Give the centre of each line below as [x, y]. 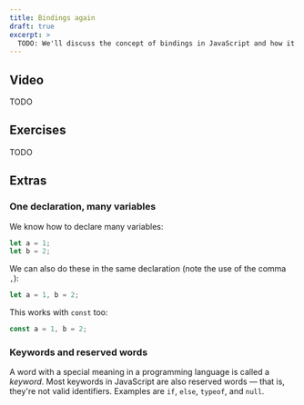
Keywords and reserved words [79, 352]
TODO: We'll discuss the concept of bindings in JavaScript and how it [157, 43]
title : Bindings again [52, 18]
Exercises [38, 130]
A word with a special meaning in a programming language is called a [140, 372]
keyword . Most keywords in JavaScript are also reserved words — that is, [147, 381]
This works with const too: [59, 312]
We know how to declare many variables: [86, 226]
